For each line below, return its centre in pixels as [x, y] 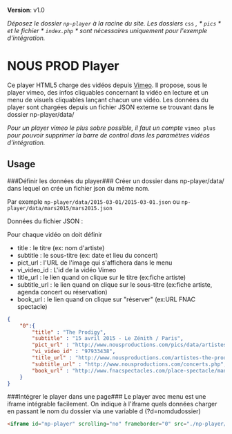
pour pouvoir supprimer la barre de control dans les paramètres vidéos [109, 135]
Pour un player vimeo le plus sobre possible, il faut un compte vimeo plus [112, 128]
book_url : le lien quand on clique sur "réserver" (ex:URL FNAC [106, 299]
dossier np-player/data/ [41, 114]
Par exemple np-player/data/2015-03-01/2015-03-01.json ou [94, 201]
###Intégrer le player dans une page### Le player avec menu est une [107, 397]
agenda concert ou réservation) [62, 292]
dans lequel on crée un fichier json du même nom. [78, 188]
